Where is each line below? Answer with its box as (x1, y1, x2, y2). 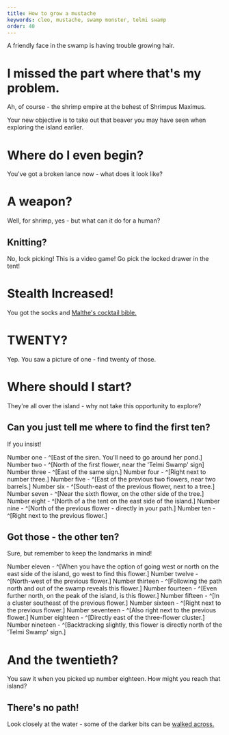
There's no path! (7, 701, 79, 713)
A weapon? (7, 194, 73, 210)
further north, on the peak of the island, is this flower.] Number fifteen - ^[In (7, 592, 220, 600)
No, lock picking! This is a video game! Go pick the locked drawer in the (7, 255, 209, 262)
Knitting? (7, 236, 47, 248)
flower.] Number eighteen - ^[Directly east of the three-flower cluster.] (7, 614, 205, 622)
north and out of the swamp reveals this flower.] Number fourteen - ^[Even (7, 584, 217, 593)
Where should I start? (7, 379, 132, 395)
